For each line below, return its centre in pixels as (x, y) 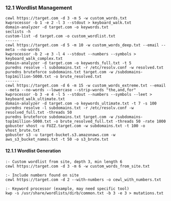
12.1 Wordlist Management (39, 8)
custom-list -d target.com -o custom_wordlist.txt (60, 36)
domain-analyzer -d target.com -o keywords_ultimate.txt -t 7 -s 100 (81, 104)
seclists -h (18, 32)
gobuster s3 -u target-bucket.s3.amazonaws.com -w (60, 135)
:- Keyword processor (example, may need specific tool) (67, 189)
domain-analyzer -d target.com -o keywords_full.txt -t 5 (68, 63)
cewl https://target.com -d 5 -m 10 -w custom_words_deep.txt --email (82, 45)
